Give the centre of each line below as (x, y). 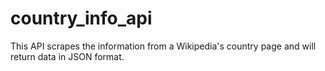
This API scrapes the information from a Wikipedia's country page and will (163, 46)
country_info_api (81, 18)
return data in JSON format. (67, 56)
